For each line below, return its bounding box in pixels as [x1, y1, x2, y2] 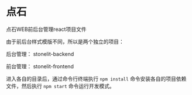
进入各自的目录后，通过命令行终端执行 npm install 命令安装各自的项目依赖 [6, 75, 187, 82]
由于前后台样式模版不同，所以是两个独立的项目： [6, 38, 124, 45]
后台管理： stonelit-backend [6, 50, 74, 57]
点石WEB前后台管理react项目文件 [6, 26, 87, 33]
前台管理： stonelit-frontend [6, 62, 74, 70]
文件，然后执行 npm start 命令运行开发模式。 [6, 82, 115, 89]
